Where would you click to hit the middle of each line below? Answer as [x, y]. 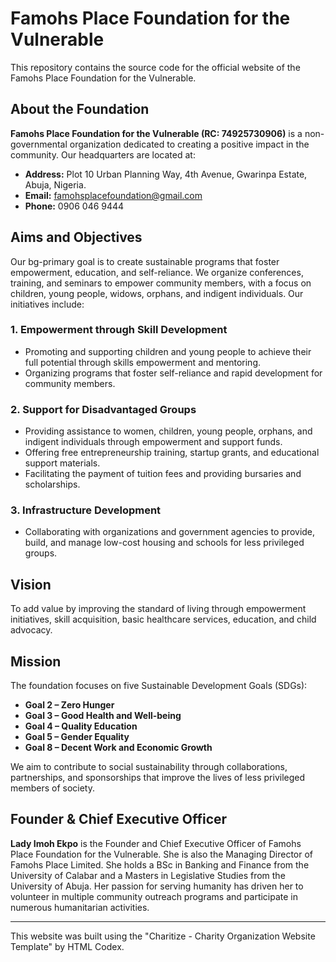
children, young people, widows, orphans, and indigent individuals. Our [157, 293]
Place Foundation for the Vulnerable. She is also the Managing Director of [162, 854]
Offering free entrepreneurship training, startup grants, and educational [172, 453]
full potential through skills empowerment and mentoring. [142, 362]
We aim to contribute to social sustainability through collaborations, [149, 767]
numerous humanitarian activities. [80, 907]
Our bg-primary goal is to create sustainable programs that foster [145, 261]
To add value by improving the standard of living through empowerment [158, 609]
